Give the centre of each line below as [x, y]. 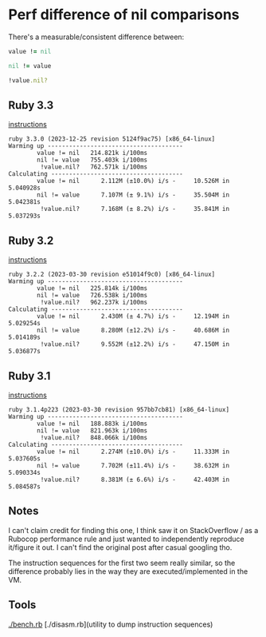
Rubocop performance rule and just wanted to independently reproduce [126, 539]
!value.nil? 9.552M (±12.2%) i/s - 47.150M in [135, 344]
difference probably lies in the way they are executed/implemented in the [128, 571]
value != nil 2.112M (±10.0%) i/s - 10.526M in [133, 181]
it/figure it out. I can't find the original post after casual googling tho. [120, 547]
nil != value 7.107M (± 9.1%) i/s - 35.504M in [133, 195]
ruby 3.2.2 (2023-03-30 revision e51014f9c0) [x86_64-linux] [112, 275]
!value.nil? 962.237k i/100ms [94, 303]
